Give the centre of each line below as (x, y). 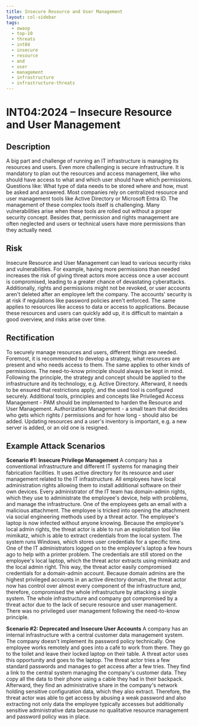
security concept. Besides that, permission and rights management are (92, 217)
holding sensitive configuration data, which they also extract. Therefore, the (98, 692)
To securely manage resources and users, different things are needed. (92, 352)
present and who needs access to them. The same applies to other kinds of (98, 365)
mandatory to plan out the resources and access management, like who (93, 173)
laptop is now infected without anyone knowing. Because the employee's (95, 523)
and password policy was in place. (48, 717)
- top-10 (22, 34)
